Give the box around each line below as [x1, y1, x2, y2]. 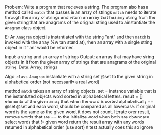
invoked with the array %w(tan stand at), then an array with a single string [5, 39, 152, 45]
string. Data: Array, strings [5, 64, 58, 70]
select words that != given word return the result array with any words [5, 119, 144, 125]
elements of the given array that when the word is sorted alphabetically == [5, 99, 154, 104]
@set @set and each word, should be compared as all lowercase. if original [5, 104, 155, 109]
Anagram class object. [5, 25, 47, 31]
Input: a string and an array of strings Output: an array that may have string [5, 54, 155, 60]
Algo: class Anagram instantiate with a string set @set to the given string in [5, 74, 153, 79]
